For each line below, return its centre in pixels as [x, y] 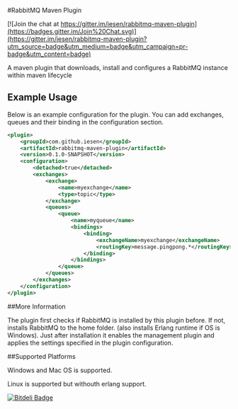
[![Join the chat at [33, 24]
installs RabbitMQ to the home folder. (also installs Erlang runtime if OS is [114, 328]
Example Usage [42, 97]
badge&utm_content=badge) [49, 54]
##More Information [36, 306]
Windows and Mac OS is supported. [60, 370]
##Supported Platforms [41, 356]
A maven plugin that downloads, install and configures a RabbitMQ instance [118, 68]
